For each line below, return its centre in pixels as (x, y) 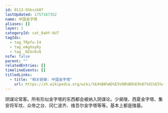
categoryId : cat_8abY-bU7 (32, 33)
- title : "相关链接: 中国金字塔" (41, 79)
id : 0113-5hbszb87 (24, 10)
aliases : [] (17, 24)
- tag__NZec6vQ (25, 51)
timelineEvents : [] (25, 70)
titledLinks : (19, 75)
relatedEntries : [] (25, 65)
